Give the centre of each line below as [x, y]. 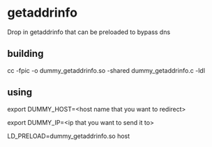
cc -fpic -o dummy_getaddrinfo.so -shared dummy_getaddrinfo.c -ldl [106, 70]
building [25, 54]
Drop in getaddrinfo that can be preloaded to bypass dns [89, 32]
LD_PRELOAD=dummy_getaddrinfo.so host [69, 136]
